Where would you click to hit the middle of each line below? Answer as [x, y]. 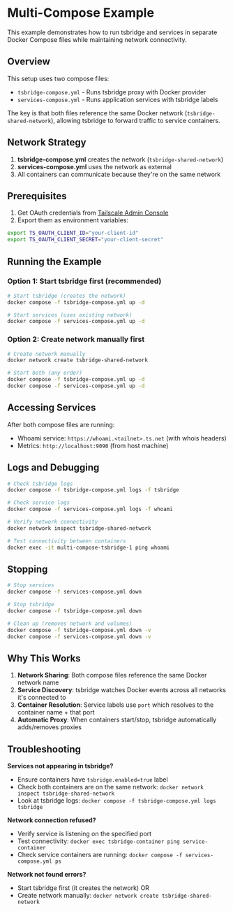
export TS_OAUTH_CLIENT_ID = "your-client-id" [73, 233]
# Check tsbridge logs [40, 484]
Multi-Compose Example [81, 13]
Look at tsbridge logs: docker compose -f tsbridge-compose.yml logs [116, 801]
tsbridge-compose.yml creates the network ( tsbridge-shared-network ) [120, 159]
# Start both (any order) [45, 373]
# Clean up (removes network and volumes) [70, 624]
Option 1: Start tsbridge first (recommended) [84, 281]
